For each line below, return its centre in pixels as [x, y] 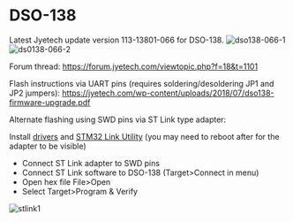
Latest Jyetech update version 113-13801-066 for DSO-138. [116, 40]
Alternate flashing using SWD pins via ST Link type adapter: [118, 119]
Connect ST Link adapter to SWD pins [91, 163]
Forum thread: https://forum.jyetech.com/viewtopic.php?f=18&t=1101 [134, 66]
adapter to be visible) [48, 146]
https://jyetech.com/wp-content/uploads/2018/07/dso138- [168, 93]
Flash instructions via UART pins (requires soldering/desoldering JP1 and [142, 83]
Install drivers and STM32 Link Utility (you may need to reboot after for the [144, 136]
